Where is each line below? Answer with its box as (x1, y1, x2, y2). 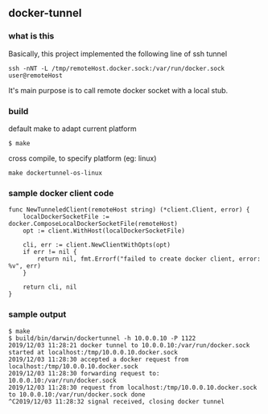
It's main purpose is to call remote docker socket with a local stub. (8, 85, 229, 95)
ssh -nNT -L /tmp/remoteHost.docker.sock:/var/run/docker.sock (8, 64, 225, 72)
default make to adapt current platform (8, 124, 137, 133)
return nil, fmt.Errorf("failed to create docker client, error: (37, 255, 262, 264)
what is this (8, 31, 55, 42)
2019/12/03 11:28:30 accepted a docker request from (8, 355, 189, 363)
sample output (8, 309, 67, 320)
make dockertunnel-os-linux (8, 169, 103, 177)
